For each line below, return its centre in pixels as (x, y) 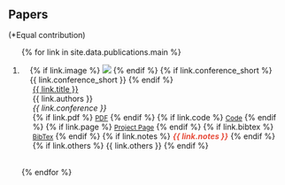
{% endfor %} (46, 172)
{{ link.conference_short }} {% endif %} (101, 80)
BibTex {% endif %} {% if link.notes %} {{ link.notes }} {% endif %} (154, 136)
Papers (28, 15)
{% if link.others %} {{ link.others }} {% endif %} (120, 146)
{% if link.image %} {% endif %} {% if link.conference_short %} (151, 70)
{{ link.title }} (55, 89)
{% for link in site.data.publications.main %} (101, 52)
